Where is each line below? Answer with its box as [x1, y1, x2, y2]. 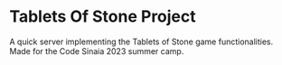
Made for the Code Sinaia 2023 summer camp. [9, 45, 184, 56]
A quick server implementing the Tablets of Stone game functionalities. [9, 36, 274, 47]
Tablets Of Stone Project [9, 6, 196, 27]
